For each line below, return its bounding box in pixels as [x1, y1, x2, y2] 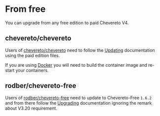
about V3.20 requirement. [5, 105, 58, 111]
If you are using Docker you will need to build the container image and [5, 62, 148, 68]
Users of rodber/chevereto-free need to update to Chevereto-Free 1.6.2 [5, 95, 152, 101]
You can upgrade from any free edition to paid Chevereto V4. [5, 20, 129, 26]
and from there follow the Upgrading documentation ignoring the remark [5, 100, 152, 106]
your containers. [15, 67, 49, 73]
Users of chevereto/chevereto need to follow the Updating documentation [5, 47, 155, 53]
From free [5, 3, 46, 15]
